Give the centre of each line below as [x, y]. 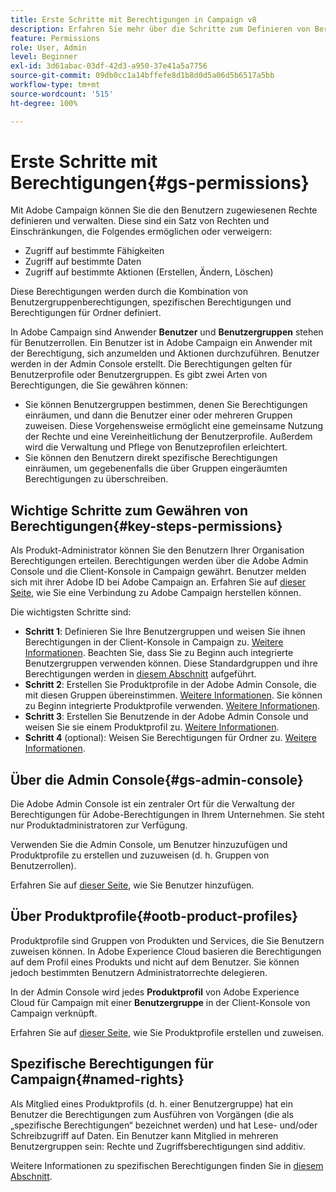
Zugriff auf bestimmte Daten [83, 262]
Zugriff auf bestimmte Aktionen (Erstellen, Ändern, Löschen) [149, 272]
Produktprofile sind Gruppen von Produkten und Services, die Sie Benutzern [167, 940]
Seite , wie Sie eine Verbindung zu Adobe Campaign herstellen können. [156, 593]
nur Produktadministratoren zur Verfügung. [99, 825]
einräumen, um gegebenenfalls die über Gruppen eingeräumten [156, 468]
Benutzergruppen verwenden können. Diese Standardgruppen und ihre [171, 663]
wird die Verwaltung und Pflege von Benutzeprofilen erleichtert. [156, 447]
